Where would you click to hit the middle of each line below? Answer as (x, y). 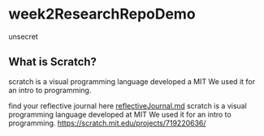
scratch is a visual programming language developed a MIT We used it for (132, 81)
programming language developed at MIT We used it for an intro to (120, 114)
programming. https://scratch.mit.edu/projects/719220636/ (107, 123)
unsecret (23, 36)
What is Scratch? (53, 62)
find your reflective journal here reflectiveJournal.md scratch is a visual (128, 105)
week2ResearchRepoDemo (102, 14)
